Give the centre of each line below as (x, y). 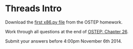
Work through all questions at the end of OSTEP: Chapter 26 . (67, 31)
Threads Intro (33, 9)
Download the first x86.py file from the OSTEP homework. (64, 22)
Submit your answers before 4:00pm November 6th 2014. (64, 41)
